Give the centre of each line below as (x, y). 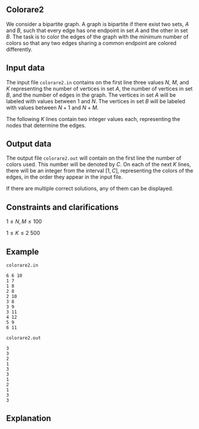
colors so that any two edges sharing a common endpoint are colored (91, 43)
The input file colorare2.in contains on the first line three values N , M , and (97, 82)
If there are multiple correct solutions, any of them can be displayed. (90, 189)
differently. (19, 49)
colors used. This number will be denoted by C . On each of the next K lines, (99, 164)
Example (23, 252)
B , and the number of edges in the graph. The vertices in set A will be (91, 95)
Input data (26, 68)
